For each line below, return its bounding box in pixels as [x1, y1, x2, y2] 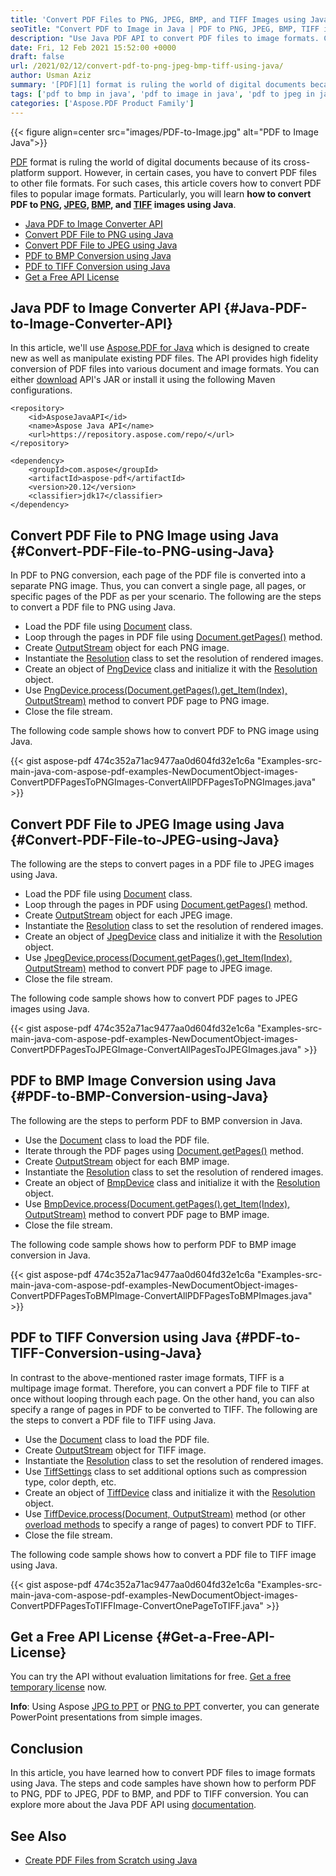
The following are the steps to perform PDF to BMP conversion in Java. [10, 1114, 303, 1126]
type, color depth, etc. [24, 1476, 117, 1488]
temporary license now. [10, 1681, 107, 1693]
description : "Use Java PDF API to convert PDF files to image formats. [10, 33, 320, 43]
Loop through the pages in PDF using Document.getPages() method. [24, 898, 308, 910]
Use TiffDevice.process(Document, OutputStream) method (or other [24, 1507, 306, 1520]
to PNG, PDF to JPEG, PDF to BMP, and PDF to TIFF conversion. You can [10, 1788, 309, 1800]
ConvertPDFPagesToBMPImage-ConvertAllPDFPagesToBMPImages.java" [10, 1289, 313, 1301]
